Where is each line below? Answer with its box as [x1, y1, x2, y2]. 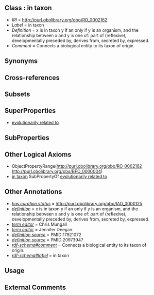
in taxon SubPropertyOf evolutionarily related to [11, 174, 107, 179]
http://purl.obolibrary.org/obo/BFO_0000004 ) [11, 168, 103, 174]
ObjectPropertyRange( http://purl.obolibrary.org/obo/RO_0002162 [11, 163, 142, 169]
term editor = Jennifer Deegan [11, 226, 72, 232]
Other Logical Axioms [4, 150, 71, 158]
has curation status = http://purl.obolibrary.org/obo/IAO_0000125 [11, 200, 143, 206]
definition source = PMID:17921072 [11, 232, 82, 237]
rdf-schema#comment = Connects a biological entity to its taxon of [11, 242, 147, 248]
